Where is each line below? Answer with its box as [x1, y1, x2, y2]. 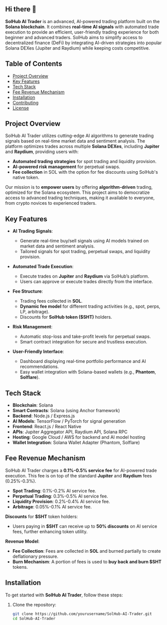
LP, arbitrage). [20, 309, 50, 315]
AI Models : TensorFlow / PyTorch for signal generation [12, 418, 126, 424]
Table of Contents [5, 60, 63, 68]
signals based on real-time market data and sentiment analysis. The [5, 138, 145, 144]
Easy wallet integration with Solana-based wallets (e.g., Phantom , [20, 369, 156, 375]
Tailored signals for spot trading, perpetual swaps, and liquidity [20, 248, 150, 255]
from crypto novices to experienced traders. [5, 200, 97, 206]
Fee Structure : [12, 288, 44, 294]
